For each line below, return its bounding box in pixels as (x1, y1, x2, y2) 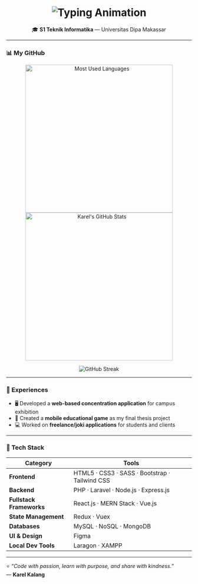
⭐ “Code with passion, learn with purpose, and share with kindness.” (6, 562, 174, 569)
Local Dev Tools (9, 541, 55, 550)
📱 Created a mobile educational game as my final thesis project (14, 414, 170, 421)
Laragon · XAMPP (73, 541, 123, 550)
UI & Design (9, 531, 42, 540)
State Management (9, 512, 64, 521)
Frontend (9, 472, 35, 480)
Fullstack (9, 495, 35, 504)
